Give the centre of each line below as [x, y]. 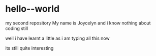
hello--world [33, 9]
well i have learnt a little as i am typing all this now [58, 38]
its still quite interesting [29, 48]
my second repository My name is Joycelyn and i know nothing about [78, 23]
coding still [17, 28]
